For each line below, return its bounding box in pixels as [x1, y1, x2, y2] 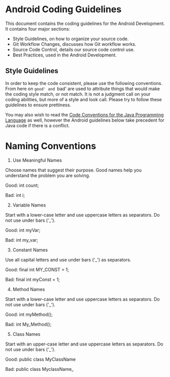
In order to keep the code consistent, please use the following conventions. [5, 80, 163, 86]
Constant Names [12, 247, 48, 253]
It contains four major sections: [5, 25, 71, 32]
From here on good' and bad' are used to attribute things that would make [5, 85, 160, 92]
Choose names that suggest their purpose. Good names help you [5, 167, 142, 173]
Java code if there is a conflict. [5, 122, 70, 128]
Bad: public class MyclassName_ [5, 366, 74, 372]
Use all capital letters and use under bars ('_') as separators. [5, 256, 131, 263]
